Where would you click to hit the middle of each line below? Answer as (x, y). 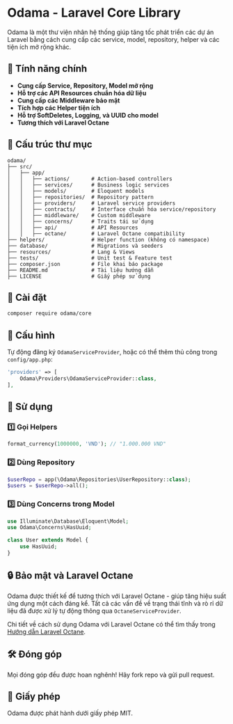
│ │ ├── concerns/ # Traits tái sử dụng (81, 221)
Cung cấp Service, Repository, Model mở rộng (85, 86)
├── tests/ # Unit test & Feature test (90, 258)
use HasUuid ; (39, 547)
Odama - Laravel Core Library (94, 13)
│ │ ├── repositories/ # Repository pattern (81, 197)
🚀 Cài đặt (27, 297)
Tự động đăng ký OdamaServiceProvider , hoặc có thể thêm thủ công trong (112, 352)
